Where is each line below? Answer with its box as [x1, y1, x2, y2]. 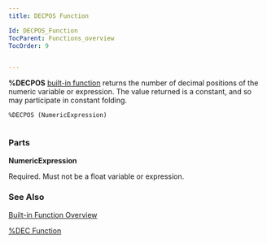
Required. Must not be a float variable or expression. [8, 171, 185, 181]
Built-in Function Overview [8, 210, 98, 219]
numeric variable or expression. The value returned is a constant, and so [8, 87, 252, 97]
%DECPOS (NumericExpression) [8, 111, 107, 119]
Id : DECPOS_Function [8, 26, 79, 35]
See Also [8, 192, 45, 203]
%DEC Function [8, 225, 62, 236]
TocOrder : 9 [8, 41, 49, 50]
